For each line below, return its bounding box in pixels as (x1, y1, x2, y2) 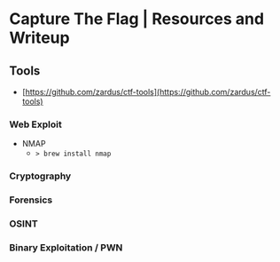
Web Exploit (9, 118, 62, 131)
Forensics (9, 194, 53, 206)
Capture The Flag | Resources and (9, 9, 264, 29)
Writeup (9, 28, 70, 48)
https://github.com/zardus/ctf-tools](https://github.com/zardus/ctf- (25, 87, 271, 97)
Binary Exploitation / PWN (9, 241, 123, 253)
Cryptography (9, 170, 72, 182)
